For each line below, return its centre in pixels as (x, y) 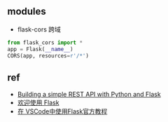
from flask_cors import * (45, 42)
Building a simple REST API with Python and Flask (89, 95)
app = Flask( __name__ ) (40, 49)
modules (27, 12)
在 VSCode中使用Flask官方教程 (62, 111)
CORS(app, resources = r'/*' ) (48, 55)
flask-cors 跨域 (39, 29)
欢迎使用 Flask (38, 103)
